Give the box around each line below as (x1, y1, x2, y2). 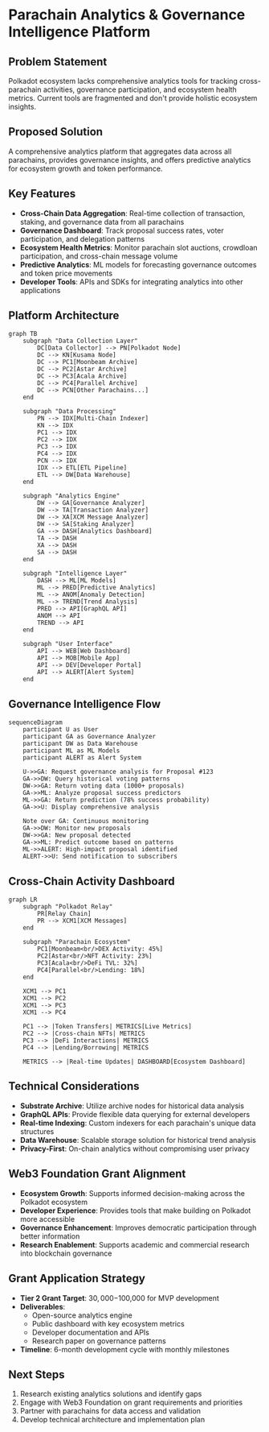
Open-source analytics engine (31, 1310, 132, 1320)
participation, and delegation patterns (19, 234, 145, 243)
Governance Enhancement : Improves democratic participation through (19, 1223, 257, 1232)
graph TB (8, 330, 38, 338)
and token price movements (19, 268, 113, 278)
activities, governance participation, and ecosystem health (43, 85, 237, 94)
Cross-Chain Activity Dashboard (8, 874, 175, 888)
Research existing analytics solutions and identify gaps (19, 1389, 202, 1399)
